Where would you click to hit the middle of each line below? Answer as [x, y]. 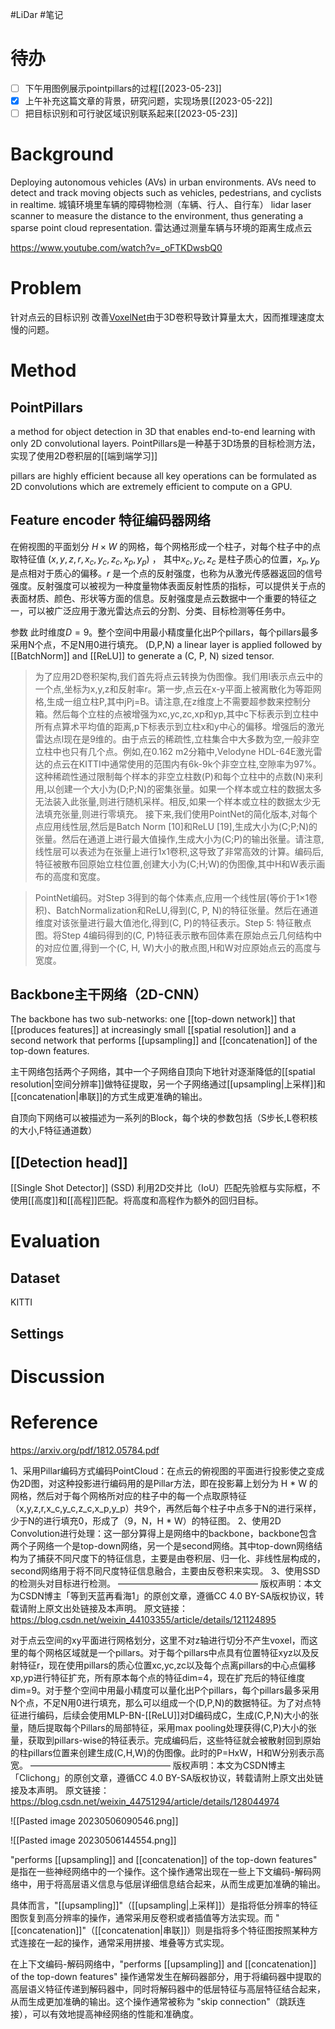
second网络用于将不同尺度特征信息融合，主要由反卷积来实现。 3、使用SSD [165, 1570]
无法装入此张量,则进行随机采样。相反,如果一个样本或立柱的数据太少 [173, 801]
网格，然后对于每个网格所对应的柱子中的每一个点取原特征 [128, 1495]
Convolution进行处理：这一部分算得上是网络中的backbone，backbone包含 [164, 1533]
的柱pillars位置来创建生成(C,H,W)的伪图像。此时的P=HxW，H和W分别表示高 [167, 1752]
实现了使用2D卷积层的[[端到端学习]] [84, 456]
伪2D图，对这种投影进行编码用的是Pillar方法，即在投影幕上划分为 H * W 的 [164, 1483]
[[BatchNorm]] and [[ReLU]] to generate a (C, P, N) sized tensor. [142, 655]
